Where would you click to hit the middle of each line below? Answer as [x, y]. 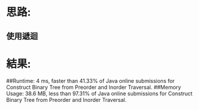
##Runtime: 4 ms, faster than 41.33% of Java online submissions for [91, 80]
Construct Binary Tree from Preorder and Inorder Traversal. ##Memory [94, 87]
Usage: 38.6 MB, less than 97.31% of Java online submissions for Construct [99, 94]
